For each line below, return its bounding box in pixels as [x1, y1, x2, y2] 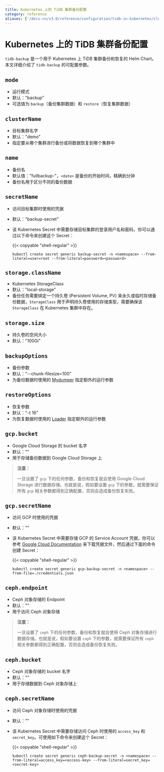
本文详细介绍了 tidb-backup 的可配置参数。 [5, 62, 92, 68]
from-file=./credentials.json [12, 571, 74, 576]
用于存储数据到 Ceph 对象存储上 [12, 681, 77, 687]
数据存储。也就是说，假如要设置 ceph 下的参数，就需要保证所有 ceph [17, 635, 154, 642]
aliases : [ [5, 16, 27, 21]
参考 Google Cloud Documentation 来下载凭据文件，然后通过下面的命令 [12, 541, 156, 547]
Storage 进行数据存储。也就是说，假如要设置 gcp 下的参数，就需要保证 [17, 482, 159, 488]
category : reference [5, 12, 47, 17]
